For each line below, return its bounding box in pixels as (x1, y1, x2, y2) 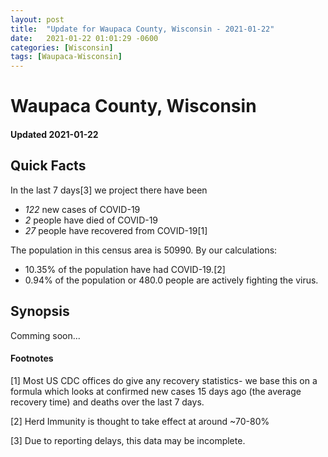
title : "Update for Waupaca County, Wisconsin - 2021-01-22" (10, 24, 275, 34)
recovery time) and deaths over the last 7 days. (10, 396, 205, 408)
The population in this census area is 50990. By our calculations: (10, 244, 278, 256)
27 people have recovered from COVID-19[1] (24, 224, 208, 236)
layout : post (10, 14, 65, 25)
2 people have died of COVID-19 (24, 214, 159, 226)
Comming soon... (10, 329, 81, 341)
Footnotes (10, 352, 54, 365)
